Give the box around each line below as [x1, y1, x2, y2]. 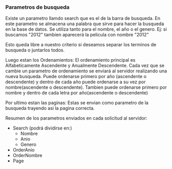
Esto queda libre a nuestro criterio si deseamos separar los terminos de [5, 42, 157, 48]
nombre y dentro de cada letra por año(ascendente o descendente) [5, 90, 148, 96]
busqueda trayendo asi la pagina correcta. [5, 105, 95, 111]
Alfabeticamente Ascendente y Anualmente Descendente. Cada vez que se [5, 63, 165, 69]
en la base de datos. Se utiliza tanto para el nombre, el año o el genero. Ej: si [5, 26, 167, 32]
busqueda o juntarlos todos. [5, 47, 65, 53]
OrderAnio [12, 147, 35, 153]
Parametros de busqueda [5, 4, 70, 11]
